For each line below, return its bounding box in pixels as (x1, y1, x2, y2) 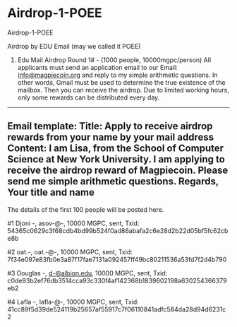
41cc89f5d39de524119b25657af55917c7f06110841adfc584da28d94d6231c (7, 305, 226, 314)
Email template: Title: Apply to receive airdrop (7, 120, 213, 132)
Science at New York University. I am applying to (7, 153, 226, 165)
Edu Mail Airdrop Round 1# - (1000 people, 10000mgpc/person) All (17, 55, 212, 64)
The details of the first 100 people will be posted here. (7, 205, 164, 213)
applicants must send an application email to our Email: (17, 63, 178, 71)
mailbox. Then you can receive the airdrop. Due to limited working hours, (17, 85, 229, 94)
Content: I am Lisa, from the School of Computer (7, 143, 224, 155)
